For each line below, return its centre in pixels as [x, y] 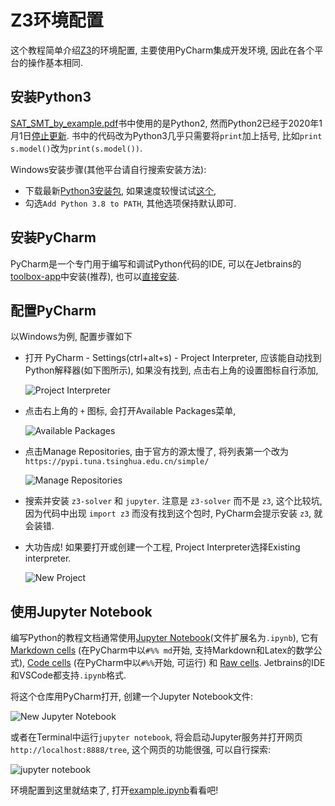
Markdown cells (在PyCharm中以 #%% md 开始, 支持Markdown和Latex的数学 [162, 650]
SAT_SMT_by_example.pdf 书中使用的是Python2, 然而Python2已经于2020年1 [166, 123]
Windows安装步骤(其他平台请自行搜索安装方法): [108, 169]
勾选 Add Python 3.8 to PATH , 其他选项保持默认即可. [130, 203]
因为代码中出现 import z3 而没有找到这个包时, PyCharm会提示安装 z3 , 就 [173, 513]
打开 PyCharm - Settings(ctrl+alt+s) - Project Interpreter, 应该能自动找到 [173, 358]
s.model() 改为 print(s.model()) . [76, 148]
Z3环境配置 [57, 20]
